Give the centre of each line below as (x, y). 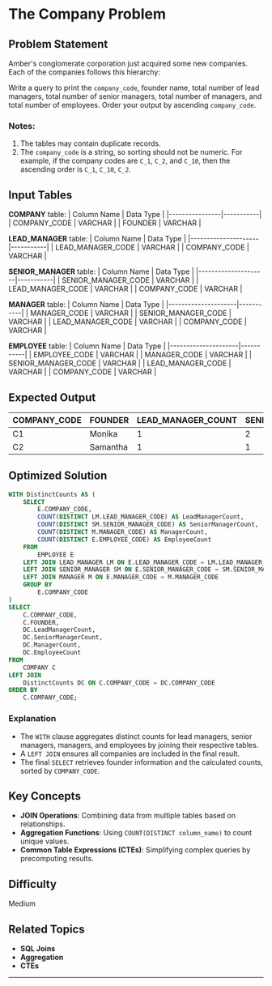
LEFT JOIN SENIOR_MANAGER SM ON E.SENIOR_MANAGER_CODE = (121, 570)
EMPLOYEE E (56, 555)
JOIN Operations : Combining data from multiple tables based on (128, 816)
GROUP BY (38, 585)
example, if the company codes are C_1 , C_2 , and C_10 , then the (125, 161)
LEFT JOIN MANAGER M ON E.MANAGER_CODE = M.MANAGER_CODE (121, 577)
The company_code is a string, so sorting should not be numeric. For (131, 152)
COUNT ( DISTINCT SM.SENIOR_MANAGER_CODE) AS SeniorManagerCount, (148, 525)
